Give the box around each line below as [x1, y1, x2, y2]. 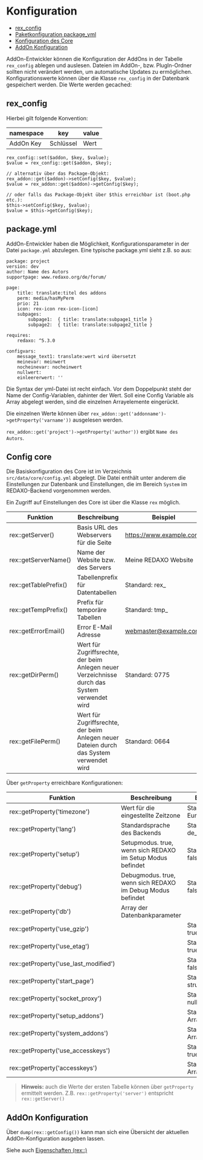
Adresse [77, 631, 101, 639]
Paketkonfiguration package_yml [14, 30, 97, 37]
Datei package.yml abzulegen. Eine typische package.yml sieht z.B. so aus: [6, 246, 192, 253]
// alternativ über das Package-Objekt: [6, 171, 110, 177]
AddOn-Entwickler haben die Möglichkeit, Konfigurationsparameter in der [6, 240, 189, 247]
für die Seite [77, 538, 112, 547]
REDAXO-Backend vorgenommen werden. [6, 487, 112, 494]
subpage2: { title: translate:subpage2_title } [28, 322, 153, 328]
